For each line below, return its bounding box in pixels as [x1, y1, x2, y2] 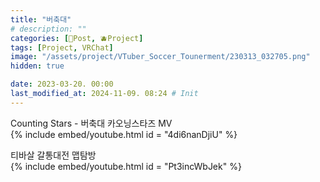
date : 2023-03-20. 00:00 [10, 79, 114, 90]
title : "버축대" [10, 14, 72, 25]
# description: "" [10, 24, 87, 34]
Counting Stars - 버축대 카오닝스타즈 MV [10, 117, 173, 129]
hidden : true [10, 61, 65, 71]
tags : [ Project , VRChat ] [10, 42, 114, 53]
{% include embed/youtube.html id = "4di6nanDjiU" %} [10, 128, 238, 140]
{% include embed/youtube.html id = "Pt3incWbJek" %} [10, 160, 242, 172]
